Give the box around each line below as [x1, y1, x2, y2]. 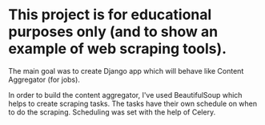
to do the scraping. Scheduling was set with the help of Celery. [8, 107, 216, 117]
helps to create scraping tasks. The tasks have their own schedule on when [8, 99, 258, 108]
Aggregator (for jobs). [8, 75, 80, 84]
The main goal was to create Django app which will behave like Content [8, 66, 244, 75]
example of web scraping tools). [8, 40, 227, 58]
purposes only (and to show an [8, 22, 219, 41]
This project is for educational [8, 6, 212, 24]
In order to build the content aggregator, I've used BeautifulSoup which [8, 90, 243, 99]
